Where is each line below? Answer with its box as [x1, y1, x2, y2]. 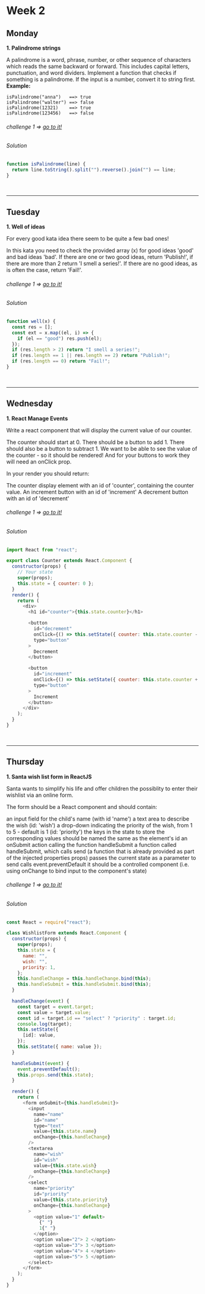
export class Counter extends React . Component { [6, 558, 132, 564]
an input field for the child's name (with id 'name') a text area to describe [6, 815, 190, 822]
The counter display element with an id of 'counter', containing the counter [6, 481, 194, 489]
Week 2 [6, 4, 46, 18]
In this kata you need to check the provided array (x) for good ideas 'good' [6, 247, 194, 254]
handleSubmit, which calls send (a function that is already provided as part [6, 848, 195, 855]
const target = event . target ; [17, 1004, 95, 1010]
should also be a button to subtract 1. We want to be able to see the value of [6, 445, 198, 452]
